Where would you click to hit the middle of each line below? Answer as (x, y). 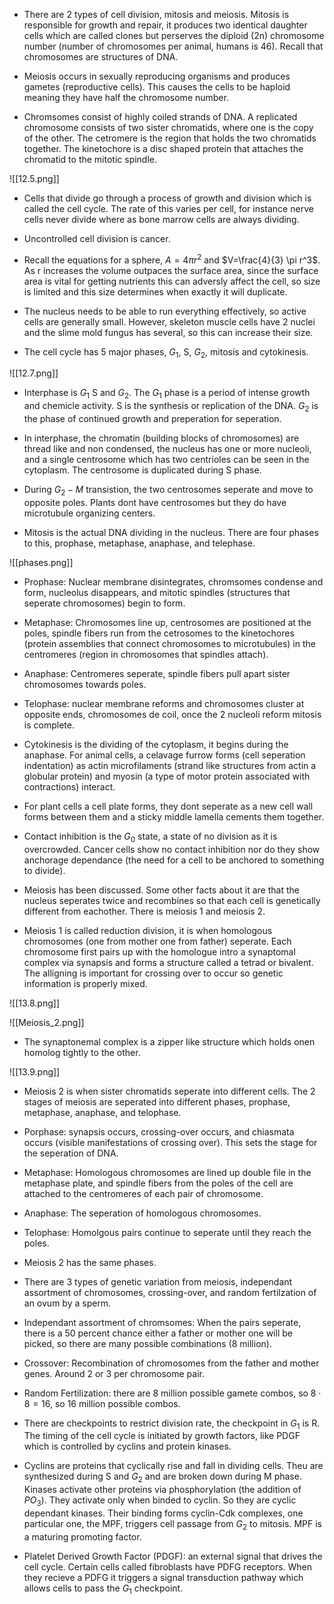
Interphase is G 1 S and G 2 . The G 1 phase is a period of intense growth (167, 394)
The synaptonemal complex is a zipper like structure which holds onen (169, 1041)
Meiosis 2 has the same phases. (90, 1262)
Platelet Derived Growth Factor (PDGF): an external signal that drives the (173, 1556)
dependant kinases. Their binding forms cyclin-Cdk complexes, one (163, 1513)
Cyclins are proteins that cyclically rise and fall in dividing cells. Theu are (173, 1466)
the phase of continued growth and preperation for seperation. (152, 419)
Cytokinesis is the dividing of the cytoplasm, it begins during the (156, 744)
